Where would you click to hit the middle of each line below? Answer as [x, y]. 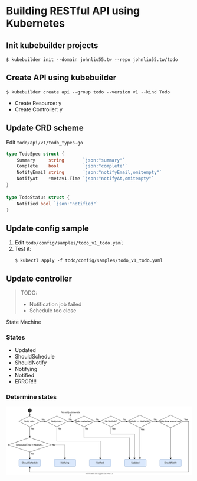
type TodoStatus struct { [38, 197]
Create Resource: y [38, 103]
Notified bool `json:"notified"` [58, 204]
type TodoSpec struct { [35, 154]
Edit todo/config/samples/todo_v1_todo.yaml [69, 243]
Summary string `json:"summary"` [71, 160]
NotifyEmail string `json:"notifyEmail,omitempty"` [89, 173]
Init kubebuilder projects [52, 45]
